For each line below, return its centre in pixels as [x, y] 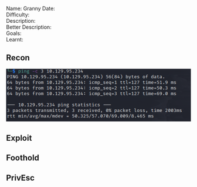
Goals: [14, 33]
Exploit [19, 138]
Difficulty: [18, 15]
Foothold [23, 158]
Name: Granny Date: [31, 8]
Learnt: [15, 39]
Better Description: [29, 27]
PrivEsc [21, 178]
